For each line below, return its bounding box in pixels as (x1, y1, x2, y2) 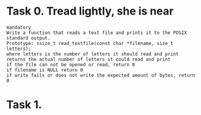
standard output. (6, 35, 51, 41)
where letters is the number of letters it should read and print (6, 51, 179, 57)
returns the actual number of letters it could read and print (6, 56, 171, 62)
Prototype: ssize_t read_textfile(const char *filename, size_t (6, 40, 174, 46)
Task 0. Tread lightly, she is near (6, 4, 174, 18)
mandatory (6, 24, 32, 30)
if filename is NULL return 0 (6, 67, 84, 73)
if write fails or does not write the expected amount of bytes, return (6, 72, 196, 78)
